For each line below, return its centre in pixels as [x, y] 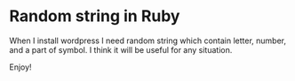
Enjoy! [21, 67]
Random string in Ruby [95, 16]
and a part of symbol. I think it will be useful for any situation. [121, 49]
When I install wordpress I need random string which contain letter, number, [148, 40]
